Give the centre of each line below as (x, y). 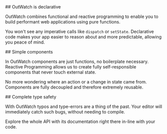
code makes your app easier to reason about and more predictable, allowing (83, 37)
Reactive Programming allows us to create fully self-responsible (71, 67)
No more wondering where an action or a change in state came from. (76, 82)
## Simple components (29, 52)
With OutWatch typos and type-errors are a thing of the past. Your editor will (84, 106)
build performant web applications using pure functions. (63, 22)
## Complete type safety (31, 97)
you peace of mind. (25, 42)
